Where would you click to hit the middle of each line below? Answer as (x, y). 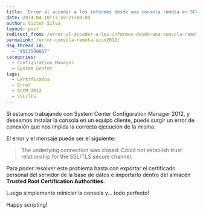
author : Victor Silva (34, 23)
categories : (21, 57)
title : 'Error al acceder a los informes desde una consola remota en (97, 12)
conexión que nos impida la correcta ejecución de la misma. (81, 126)
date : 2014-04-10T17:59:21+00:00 (48, 18)
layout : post (23, 29)
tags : (13, 74)
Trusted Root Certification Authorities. (56, 181)
